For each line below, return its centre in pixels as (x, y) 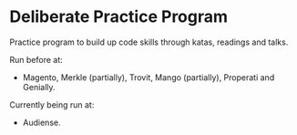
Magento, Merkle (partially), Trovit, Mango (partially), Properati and (148, 77)
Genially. (39, 87)
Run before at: (36, 59)
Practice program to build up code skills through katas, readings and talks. (149, 42)
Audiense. (41, 122)
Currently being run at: (52, 104)
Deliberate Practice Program (119, 17)
